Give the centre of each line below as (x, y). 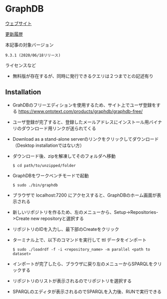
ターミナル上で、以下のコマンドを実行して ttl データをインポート (79, 240)
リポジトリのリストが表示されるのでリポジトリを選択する (72, 281)
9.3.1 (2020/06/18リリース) (33, 55)
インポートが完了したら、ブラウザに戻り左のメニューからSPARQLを (83, 264)
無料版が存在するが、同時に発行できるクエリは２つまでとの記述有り (83, 76)
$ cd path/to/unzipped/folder (44, 165)
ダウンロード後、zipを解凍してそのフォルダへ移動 (64, 156)
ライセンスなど (21, 65)
